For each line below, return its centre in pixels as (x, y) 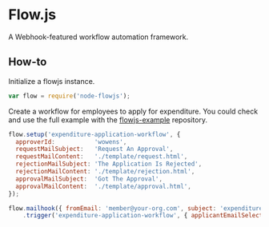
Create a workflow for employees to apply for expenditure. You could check (133, 111)
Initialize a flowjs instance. (52, 81)
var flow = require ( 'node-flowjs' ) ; (69, 96)
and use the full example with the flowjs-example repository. (108, 119)
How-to (28, 62)
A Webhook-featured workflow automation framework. (98, 37)
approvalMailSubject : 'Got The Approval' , (89, 179)
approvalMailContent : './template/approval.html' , (104, 186)
